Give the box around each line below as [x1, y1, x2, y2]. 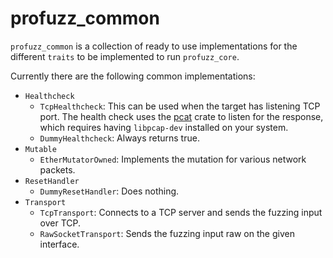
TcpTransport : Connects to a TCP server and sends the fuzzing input [39, 206, 323, 218]
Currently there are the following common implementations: [10, 70, 256, 82]
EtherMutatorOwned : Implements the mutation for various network [39, 153, 307, 165]
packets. [39, 163, 76, 176]
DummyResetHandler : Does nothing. [39, 185, 180, 197]
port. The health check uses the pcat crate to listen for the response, [39, 110, 324, 122]
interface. [39, 238, 80, 250]
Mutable [24, 144, 57, 154]
